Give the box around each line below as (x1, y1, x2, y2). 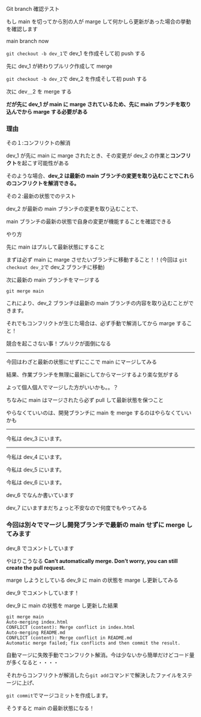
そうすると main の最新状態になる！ (6, 704, 95, 712)
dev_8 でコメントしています (6, 544, 75, 552)
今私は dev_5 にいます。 (6, 466, 65, 473)
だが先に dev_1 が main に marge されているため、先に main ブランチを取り (6, 101, 191, 108)
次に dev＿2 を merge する (6, 88, 72, 95)
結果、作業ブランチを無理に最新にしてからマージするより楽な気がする (6, 371, 179, 379)
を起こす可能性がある (17, 159, 69, 167)
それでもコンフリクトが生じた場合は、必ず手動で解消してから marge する (6, 320, 187, 327)
